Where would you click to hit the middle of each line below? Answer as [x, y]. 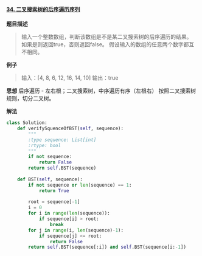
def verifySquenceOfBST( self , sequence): [70, 129]
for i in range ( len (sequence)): [69, 213]
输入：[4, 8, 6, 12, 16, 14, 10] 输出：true [70, 78]
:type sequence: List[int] [62, 140]
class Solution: [27, 123]
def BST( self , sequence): [50, 179]
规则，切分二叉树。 [30, 99]
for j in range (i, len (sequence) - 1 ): [76, 230]
